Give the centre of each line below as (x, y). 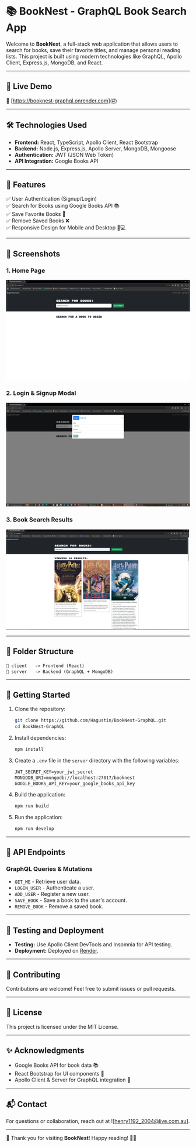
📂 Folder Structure (40, 652)
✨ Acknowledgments (45, 1051)
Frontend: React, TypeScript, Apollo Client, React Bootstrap (86, 142)
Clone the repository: (40, 709)
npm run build (32, 806)
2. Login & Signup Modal (41, 393)
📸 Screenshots (33, 254)
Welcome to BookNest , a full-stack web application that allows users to (92, 44)
